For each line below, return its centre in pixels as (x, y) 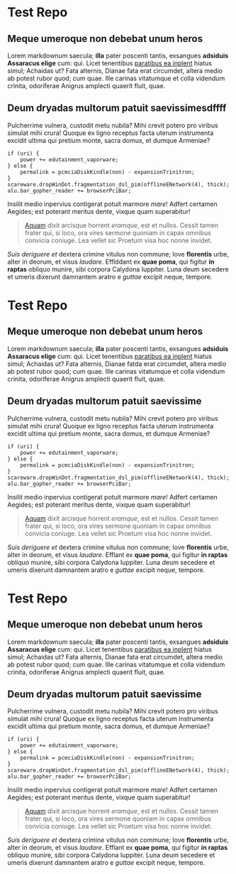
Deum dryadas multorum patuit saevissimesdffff (117, 108)
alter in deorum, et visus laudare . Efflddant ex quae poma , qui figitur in (111, 261)
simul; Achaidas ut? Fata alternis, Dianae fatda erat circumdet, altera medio (117, 364)
